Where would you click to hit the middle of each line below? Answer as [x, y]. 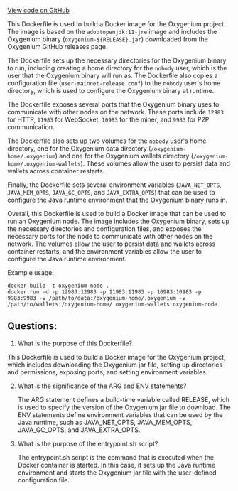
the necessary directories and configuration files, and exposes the [104, 229]
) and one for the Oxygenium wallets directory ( [124, 156]
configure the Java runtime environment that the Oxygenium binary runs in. [118, 200]
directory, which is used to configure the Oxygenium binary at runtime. [111, 91]
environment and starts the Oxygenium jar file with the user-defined [117, 473]
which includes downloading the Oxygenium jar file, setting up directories [115, 365]
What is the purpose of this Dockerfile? [75, 343]
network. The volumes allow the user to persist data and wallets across [112, 244]
